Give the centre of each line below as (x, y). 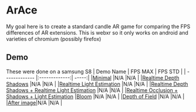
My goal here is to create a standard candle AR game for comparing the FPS (98, 26)
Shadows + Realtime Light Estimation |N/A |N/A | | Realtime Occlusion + (92, 90)
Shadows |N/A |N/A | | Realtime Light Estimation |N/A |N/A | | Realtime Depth (97, 84)
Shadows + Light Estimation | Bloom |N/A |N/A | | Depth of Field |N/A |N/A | (95, 96)
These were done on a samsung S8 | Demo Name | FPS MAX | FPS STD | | (96, 72)
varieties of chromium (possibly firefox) (54, 39)
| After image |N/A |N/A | (34, 103)
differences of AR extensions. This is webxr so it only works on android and (97, 32)
